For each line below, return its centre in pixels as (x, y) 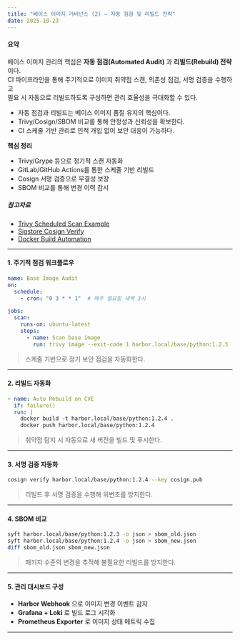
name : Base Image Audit (43, 278)
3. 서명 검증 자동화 (33, 464)
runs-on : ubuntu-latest (56, 325)
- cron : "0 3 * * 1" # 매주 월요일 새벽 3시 (83, 298)
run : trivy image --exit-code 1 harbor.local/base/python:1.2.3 (131, 344)
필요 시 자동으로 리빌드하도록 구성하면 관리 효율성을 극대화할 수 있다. (102, 97)
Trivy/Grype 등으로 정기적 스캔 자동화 (70, 161)
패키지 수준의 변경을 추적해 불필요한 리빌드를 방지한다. (100, 562)
